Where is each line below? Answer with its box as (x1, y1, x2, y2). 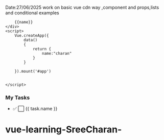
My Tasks (5, 94, 30, 101)
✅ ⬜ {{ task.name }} (12, 106, 58, 112)
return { (32, 46, 52, 52)
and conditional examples (5, 10, 60, 16)
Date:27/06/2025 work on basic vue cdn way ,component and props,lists (5, 5, 159, 10)
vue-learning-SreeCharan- (5, 124, 122, 135)
